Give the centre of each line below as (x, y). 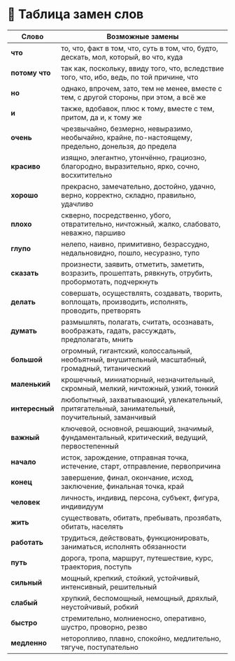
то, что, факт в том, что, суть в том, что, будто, (140, 48)
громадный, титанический (106, 368)
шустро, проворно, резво (104, 627)
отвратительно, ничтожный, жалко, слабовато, (141, 224)
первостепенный (90, 446)
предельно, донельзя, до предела (119, 146)
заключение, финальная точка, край (123, 486)
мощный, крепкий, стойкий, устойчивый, (130, 578)
